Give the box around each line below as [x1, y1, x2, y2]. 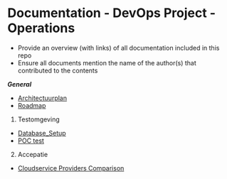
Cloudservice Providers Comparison [17, 163, 125, 172]
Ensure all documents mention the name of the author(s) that [17, 58, 197, 67]
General [7, 80, 32, 88]
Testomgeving [17, 115, 60, 124]
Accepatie [17, 150, 48, 158]
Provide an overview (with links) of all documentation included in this [17, 43, 220, 52]
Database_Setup [17, 129, 66, 137]
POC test [17, 136, 45, 145]
